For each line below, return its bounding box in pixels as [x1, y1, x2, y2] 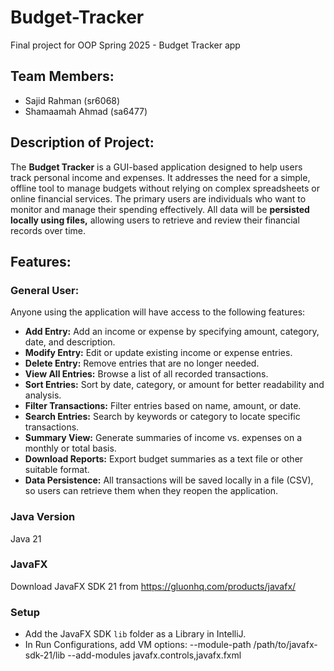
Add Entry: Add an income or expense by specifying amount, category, [24, 326, 320, 338]
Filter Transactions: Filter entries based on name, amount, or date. [24, 400, 302, 412]
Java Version [10, 510, 76, 524]
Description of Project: [10, 134, 155, 151]
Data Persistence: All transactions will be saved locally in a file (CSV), [24, 474, 314, 486]
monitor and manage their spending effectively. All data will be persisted [10, 203, 310, 215]
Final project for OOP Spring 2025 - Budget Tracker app [10, 39, 241, 51]
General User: [10, 283, 80, 297]
